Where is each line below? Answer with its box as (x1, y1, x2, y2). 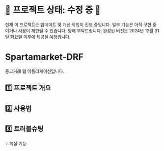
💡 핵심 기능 (5, 141, 27, 147)
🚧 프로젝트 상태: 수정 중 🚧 (5, 4, 101, 16)
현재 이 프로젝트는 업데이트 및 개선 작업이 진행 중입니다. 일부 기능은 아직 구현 (5, 22, 152, 27)
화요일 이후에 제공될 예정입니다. (10, 34, 71, 40)
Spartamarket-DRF (5, 51, 83, 63)
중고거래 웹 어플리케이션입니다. (5, 68, 65, 74)
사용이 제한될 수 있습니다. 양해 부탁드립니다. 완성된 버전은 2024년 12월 (18, 27, 154, 33)
